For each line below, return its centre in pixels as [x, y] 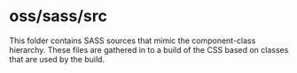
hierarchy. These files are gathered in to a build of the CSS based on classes [149, 49]
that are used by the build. [57, 59]
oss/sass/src [59, 16]
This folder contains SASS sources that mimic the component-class [133, 40]
